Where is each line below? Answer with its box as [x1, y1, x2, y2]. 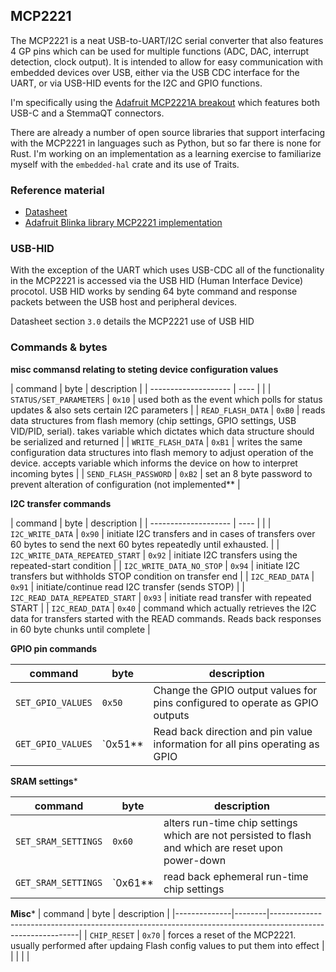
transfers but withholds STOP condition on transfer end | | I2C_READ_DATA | [10, 570, 315, 582]
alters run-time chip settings [163, 815, 298, 829]
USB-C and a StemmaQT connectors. [10, 107, 165, 119]
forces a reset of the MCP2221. [167, 929, 297, 941]
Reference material [10, 183, 105, 197]
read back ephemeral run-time [163, 869, 309, 883]
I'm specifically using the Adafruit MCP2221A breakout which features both [10, 96, 320, 108]
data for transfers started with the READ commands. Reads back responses [10, 612, 322, 624]
